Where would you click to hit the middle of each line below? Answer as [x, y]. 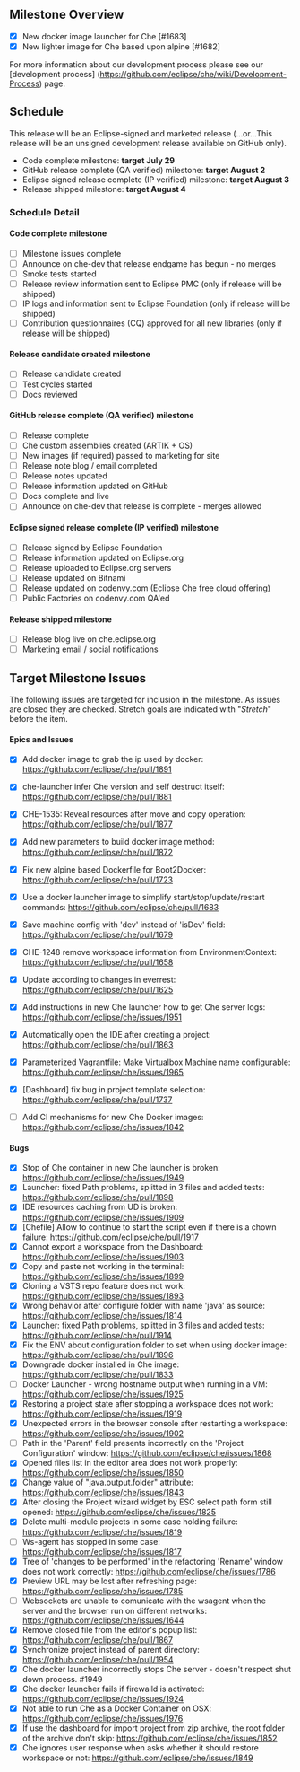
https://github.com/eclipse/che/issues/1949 [103, 1178]
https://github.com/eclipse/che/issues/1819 [102, 1532]
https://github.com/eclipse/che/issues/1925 [103, 1394]
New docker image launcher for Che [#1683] [104, 36]
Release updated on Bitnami [74, 577]
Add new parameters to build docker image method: [118, 842]
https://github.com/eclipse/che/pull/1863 [98, 1044]
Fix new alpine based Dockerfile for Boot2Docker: [114, 869]
